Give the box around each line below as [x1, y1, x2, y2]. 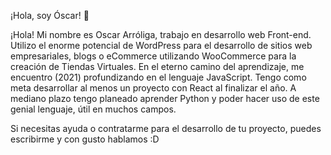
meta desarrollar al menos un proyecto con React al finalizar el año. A [10, 82, 297, 94]
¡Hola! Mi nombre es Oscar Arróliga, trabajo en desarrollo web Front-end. [10, 29, 312, 40]
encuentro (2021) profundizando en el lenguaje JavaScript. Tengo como [10, 71, 307, 83]
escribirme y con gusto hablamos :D [10, 133, 160, 145]
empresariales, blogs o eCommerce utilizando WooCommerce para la [10, 50, 297, 62]
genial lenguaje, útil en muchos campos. [10, 103, 177, 115]
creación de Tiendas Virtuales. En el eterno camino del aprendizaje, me [10, 61, 305, 72]
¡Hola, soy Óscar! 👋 [10, 10, 90, 21]
